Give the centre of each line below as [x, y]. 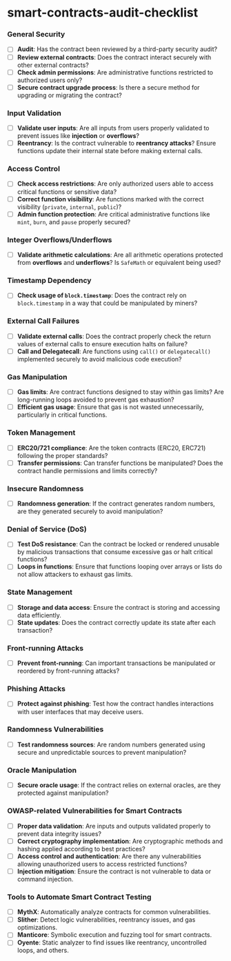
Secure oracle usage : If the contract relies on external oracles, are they [119, 785]
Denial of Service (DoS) [47, 529]
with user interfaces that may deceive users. [80, 711]
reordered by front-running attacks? [68, 671]
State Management [40, 593]
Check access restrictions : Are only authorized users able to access [115, 184]
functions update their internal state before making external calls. [110, 151]
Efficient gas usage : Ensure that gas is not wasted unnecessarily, [110, 407]
